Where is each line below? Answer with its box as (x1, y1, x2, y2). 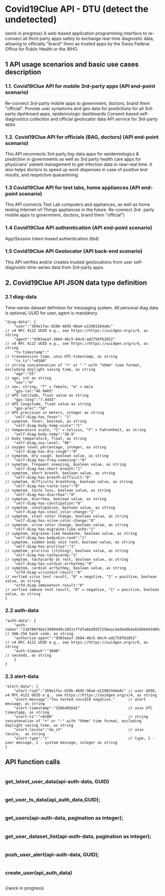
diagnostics (5, 116, 28, 122)
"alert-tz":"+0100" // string (14, 714, 148, 719)
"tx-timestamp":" (14, 349, 50, 355)
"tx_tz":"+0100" (14, 358, 48, 363)
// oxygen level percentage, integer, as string (5, 445, 107, 449)
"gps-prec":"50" (14, 406, 48, 411)
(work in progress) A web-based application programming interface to (5, 30, 147, 36)
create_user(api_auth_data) (5, 869, 72, 876)
